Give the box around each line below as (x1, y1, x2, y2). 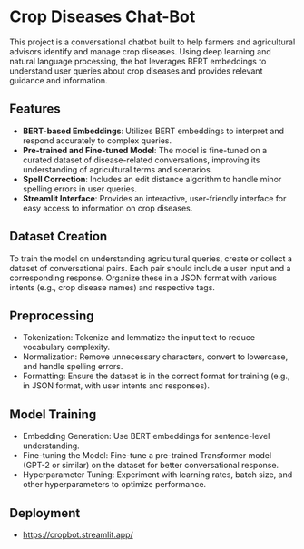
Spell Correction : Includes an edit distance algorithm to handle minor (22, 173, 282, 184)
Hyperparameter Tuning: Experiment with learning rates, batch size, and (22, 469, 293, 480)
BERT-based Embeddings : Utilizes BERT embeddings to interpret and (22, 125, 284, 136)
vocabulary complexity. (22, 342, 111, 353)
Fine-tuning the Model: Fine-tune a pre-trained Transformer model (22, 450, 272, 461)
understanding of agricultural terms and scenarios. (22, 163, 213, 174)
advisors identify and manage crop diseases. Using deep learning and (9, 45, 272, 56)
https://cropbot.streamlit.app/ (22, 529, 133, 540)
